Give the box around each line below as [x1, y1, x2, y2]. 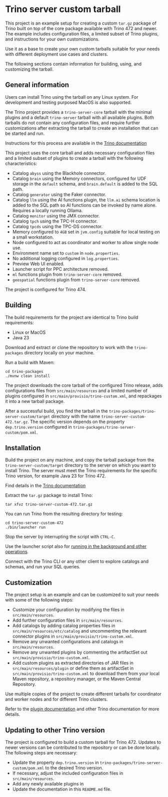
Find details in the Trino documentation [5, 483, 86, 489]
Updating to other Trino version [5, 726, 105, 734]
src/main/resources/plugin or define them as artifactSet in [12, 665, 134, 671]
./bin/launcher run [5, 525, 46, 530]
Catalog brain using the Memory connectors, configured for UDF [12, 175, 146, 181]
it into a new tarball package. [5, 398, 65, 404]
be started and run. [5, 130, 45, 136]
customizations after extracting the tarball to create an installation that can [5, 125, 158, 131]
